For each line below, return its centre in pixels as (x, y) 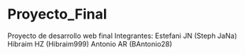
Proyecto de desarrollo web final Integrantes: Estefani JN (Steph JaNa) (122, 36)
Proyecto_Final (57, 14)
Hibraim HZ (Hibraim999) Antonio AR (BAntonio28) (90, 43)
